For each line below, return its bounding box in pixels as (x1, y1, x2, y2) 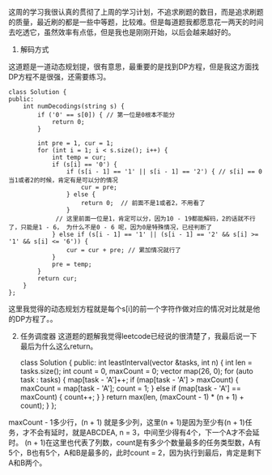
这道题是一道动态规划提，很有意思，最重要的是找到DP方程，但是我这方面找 (8, 62, 260, 71)
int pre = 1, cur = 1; (37, 139, 114, 148)
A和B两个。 (8, 458, 47, 468)
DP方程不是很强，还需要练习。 (8, 72, 111, 81)
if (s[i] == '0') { (51, 160, 117, 169)
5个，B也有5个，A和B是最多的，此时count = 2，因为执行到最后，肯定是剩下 (8, 448, 261, 457)
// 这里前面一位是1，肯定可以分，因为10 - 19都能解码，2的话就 (55, 215, 244, 223)
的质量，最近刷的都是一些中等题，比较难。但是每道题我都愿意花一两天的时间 (8, 17, 264, 27)
